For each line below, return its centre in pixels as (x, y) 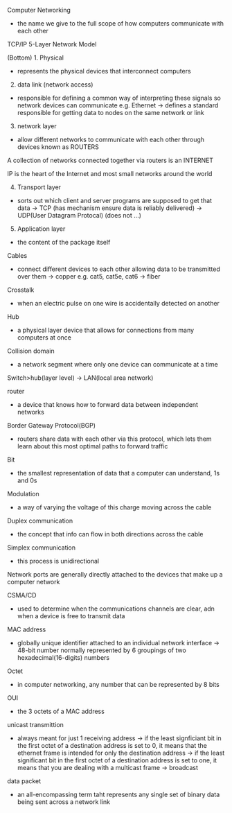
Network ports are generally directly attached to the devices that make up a (115, 574)
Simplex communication (42, 548)
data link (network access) (55, 85)
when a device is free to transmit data (71, 616)
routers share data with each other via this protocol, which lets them (115, 439)
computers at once (44, 338)
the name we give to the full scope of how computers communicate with (120, 23)
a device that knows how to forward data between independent (108, 404)
